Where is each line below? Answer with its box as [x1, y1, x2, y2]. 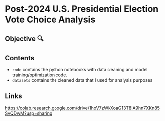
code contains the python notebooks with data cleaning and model [12, 67, 148, 73]
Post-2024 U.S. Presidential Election [5, 3, 159, 15]
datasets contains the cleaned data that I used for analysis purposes [12, 77, 153, 83]
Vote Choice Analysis [5, 14, 96, 25]
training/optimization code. [12, 72, 68, 78]
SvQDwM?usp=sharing [5, 110, 53, 116]
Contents [5, 54, 35, 62]
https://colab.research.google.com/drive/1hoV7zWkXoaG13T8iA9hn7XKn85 [5, 105, 160, 111]
